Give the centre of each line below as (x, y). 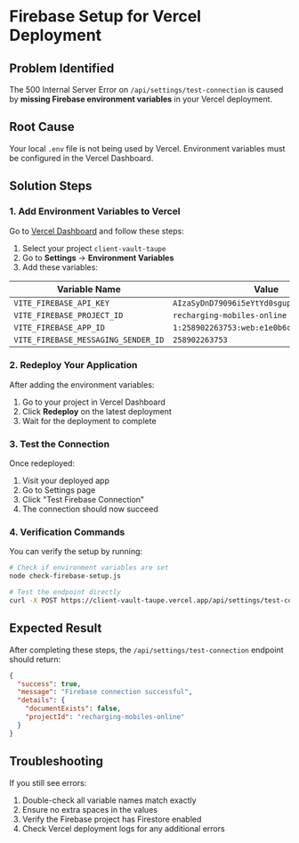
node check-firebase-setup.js (65, 577)
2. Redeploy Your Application (73, 365)
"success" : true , (49, 683)
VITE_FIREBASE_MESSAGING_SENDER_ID (89, 340)
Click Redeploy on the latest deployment (97, 411)
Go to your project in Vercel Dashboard (94, 402)
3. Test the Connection (59, 444)
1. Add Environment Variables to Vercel (95, 211)
